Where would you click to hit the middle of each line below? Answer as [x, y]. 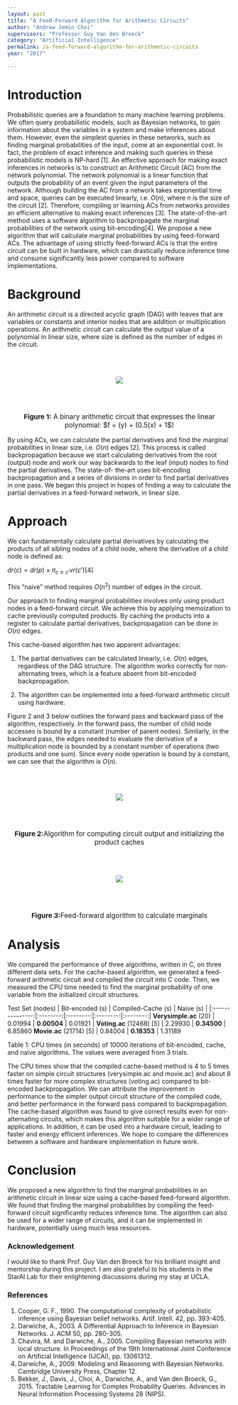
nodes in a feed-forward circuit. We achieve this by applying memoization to [119, 608]
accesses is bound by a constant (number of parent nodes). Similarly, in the [118, 731]
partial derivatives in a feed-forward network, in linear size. [94, 493]
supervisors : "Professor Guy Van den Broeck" [76, 34]
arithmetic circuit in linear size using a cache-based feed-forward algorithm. [119, 1197]
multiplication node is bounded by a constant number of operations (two [113, 746]
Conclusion [42, 1170]
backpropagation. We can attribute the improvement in [115, 1089]
